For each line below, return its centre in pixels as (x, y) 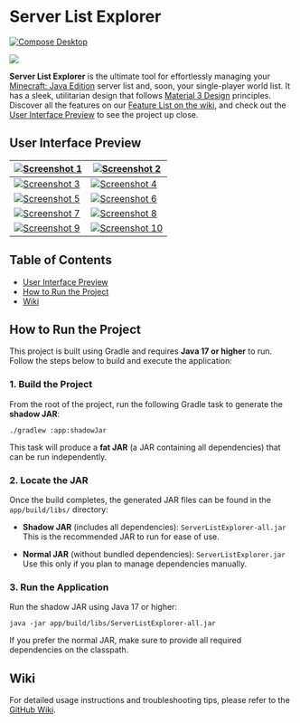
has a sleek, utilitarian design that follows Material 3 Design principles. (140, 95)
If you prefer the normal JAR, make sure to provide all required (126, 641)
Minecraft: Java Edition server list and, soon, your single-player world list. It (150, 86)
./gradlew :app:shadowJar (58, 430)
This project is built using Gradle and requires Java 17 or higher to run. (141, 351)
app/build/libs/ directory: (59, 509)
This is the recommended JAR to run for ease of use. (121, 537)
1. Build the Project (51, 385)
